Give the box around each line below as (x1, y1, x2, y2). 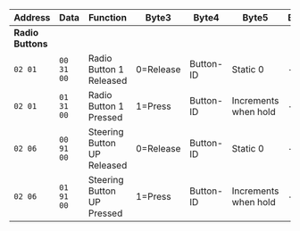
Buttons (13, 37, 48, 50)
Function (87, 12, 128, 23)
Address (13, 12, 51, 23)
